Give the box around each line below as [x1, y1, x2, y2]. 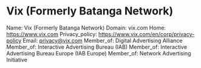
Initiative [6, 56, 27, 63]
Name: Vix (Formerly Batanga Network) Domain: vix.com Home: [6, 24, 166, 31]
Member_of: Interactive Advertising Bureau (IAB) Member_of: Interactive [6, 43, 187, 51]
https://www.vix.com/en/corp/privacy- [98, 30, 195, 37]
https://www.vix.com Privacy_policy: [6, 30, 97, 37]
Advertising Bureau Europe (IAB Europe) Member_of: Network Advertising [6, 49, 191, 57]
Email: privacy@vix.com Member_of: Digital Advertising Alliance [22, 37, 183, 44]
